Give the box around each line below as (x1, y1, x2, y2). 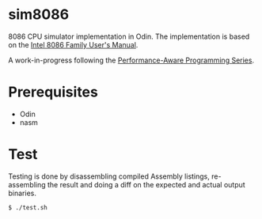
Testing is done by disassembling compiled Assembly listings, (8, 172, 210, 181)
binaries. (8, 188, 37, 198)
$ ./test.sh (8, 203, 47, 211)
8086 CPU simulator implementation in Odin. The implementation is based (8, 32, 250, 41)
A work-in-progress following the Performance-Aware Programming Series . (8, 55, 255, 65)
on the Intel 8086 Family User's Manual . (8, 40, 139, 49)
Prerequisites (8, 83, 99, 101)
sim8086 (8, 6, 70, 24)
